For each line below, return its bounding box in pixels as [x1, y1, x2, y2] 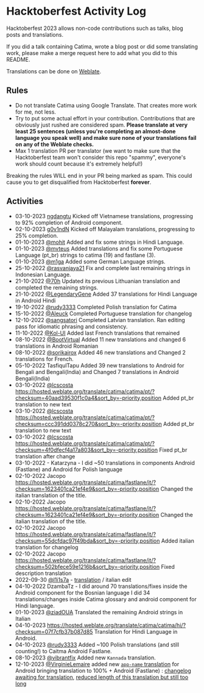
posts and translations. [6, 31, 64, 38]
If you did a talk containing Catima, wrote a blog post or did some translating [6, 43, 198, 50]
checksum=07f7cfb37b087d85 [15, 628, 93, 635]
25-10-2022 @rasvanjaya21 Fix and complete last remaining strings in [15, 264, 191, 271]
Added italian [161, 537, 195, 544]
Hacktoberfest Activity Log [6, 4, 147, 18]
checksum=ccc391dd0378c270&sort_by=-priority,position [15, 420, 163, 427]
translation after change [15, 452, 76, 460]
